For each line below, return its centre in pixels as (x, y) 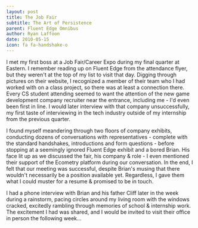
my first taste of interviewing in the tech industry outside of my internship (96, 113)
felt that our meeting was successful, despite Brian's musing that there (93, 168)
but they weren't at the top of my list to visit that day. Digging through (92, 75)
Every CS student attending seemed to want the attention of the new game (98, 94)
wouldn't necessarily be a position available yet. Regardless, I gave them (95, 175)
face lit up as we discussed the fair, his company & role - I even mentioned (98, 156)
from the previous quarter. (38, 119)
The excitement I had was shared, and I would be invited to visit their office (98, 212)
